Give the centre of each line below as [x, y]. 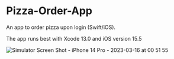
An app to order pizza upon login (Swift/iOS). [61, 27]
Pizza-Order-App [49, 11]
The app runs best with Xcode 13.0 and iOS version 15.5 [74, 38]
